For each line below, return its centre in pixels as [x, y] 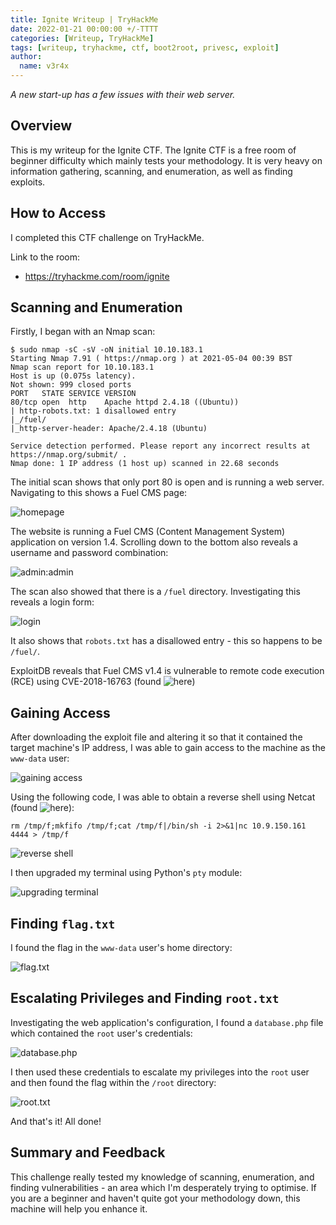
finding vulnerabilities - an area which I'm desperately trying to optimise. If [163, 1187]
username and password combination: [89, 553]
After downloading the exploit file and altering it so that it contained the [156, 737]
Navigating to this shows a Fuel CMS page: [99, 493]
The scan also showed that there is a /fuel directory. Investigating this [155, 592]
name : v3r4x [44, 66]
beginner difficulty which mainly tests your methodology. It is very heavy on [166, 160]
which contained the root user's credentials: [101, 1033]
